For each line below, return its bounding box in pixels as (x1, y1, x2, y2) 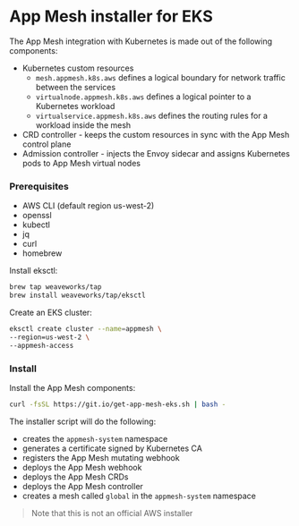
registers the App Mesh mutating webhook (21, 452, 181, 462)
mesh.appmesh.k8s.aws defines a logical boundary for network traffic (35, 72, 286, 82)
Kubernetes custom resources (21, 63, 134, 73)
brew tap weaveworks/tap (9, 283, 102, 292)
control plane (21, 139, 72, 149)
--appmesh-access (9, 341, 74, 350)
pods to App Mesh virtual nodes (21, 157, 141, 168)
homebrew (21, 248, 63, 259)
